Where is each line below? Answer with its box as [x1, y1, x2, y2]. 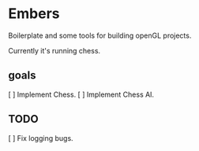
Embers [8, 5, 60, 23]
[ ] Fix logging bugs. [8, 133, 73, 142]
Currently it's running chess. [8, 46, 101, 55]
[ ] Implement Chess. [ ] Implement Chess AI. [8, 90, 155, 99]
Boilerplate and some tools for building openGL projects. [8, 31, 192, 40]
